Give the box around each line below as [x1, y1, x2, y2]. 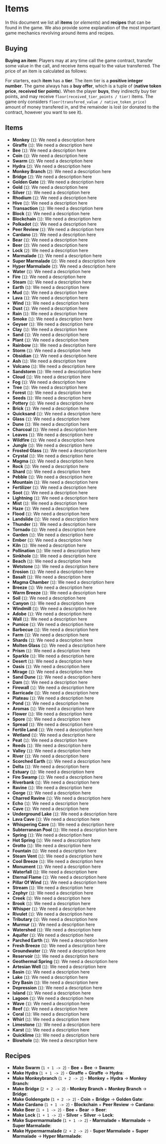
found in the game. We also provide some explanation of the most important [5, 24, 161, 30]
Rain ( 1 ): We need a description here [12, 310, 88, 316]
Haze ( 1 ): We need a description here [12, 505, 89, 511]
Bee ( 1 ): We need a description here [12, 147, 86, 153]
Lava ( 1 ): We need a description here [12, 294, 88, 300]
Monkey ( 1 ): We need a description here [12, 137, 95, 143]
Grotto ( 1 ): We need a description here [12, 842, 92, 848]
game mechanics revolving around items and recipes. [5, 30, 115, 36]
